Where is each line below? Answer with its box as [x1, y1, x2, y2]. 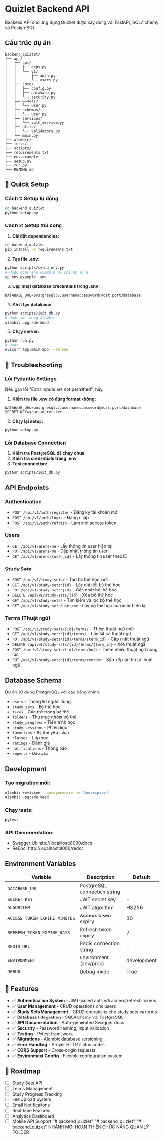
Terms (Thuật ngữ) [5, 615, 51, 622]
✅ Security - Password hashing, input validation [12, 1025, 110, 1031]
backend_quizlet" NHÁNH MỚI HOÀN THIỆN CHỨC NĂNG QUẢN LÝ [12, 1124, 149, 1130]
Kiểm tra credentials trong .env [12, 455, 77, 461]
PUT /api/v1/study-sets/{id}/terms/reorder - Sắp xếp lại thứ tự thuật [12, 657, 153, 663]
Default [132, 874, 150, 880]
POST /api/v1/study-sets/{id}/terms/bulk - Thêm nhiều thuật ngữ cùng [12, 647, 158, 652]
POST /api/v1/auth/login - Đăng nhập [12, 514, 89, 520]
